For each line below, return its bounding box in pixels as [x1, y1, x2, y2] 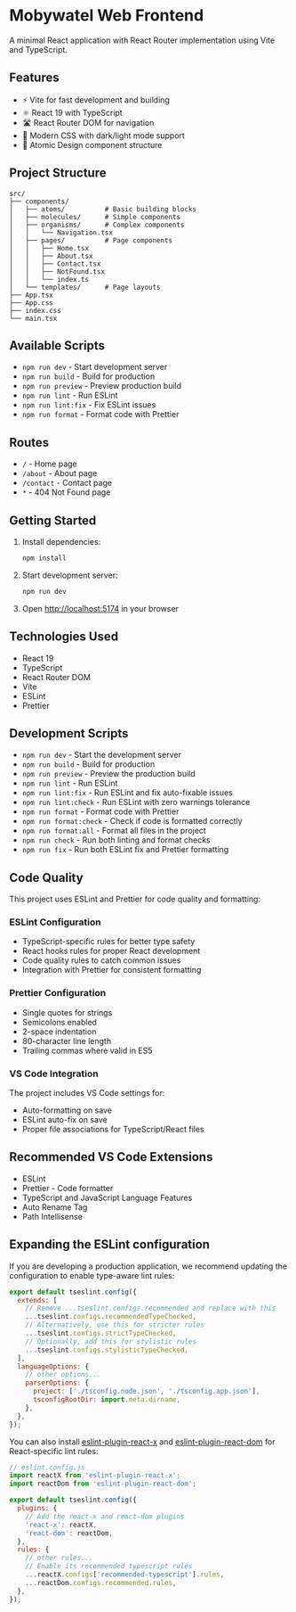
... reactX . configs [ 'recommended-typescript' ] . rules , [25, 1570, 225, 1579]
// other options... [25, 1370, 101, 1379]
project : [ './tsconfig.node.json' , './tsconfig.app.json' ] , [32, 1387, 260, 1396]
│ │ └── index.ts [9, 275, 90, 284]
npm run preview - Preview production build [21, 381, 182, 391]
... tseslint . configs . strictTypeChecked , [25, 1329, 177, 1338]
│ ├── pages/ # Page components [9, 235, 173, 245]
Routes [9, 434, 50, 450]
